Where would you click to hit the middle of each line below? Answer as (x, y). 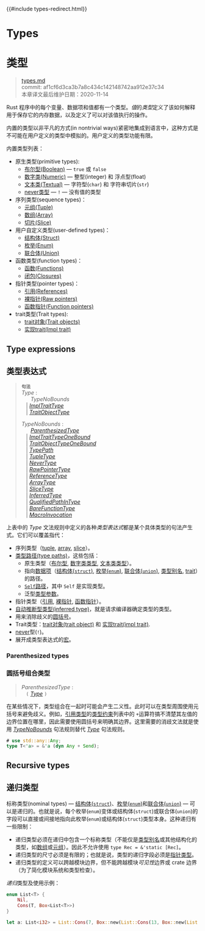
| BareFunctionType (50, 509)
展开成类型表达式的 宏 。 (45, 640)
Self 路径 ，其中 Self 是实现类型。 (66, 586)
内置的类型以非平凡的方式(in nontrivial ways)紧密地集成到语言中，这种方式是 (102, 128)
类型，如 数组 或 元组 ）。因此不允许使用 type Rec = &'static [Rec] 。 (99, 847)
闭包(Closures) (43, 276)
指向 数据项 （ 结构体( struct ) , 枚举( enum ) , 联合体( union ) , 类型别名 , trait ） (111, 571)
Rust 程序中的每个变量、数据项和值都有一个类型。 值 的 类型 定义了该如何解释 (101, 107)
